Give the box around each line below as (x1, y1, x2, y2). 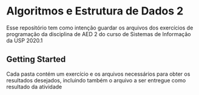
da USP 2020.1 (6, 37, 43, 44)
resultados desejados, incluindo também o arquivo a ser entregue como (6, 76, 186, 84)
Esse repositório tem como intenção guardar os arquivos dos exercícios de (6, 24, 194, 31)
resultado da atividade (6, 83, 62, 90)
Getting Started (6, 54, 66, 64)
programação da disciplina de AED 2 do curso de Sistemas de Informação (6, 30, 191, 37)
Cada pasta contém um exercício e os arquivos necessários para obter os (6, 70, 191, 78)
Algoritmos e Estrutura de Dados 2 (6, 4, 184, 18)
